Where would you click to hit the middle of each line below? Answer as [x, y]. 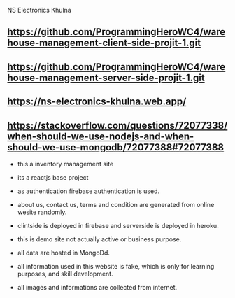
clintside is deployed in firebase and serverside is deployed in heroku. [118, 225]
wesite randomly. [42, 212]
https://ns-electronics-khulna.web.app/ [97, 102]
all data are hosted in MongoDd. [64, 253]
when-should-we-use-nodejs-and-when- [101, 136]
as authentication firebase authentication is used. [88, 191]
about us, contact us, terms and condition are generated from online [116, 204]
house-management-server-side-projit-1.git [106, 77]
